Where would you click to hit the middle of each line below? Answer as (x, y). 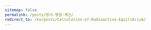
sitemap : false (21, 10)
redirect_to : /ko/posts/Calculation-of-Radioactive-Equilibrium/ (75, 19)
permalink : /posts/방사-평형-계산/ (39, 15)
